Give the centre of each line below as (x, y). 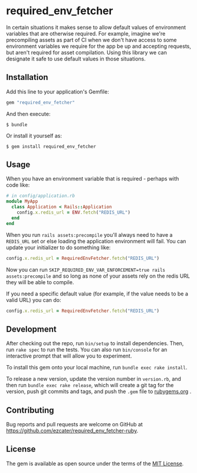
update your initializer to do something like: (58, 247)
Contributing (30, 410)
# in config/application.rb (41, 196)
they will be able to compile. (40, 282)
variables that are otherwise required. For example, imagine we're (86, 33)
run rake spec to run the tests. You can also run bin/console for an (87, 350)
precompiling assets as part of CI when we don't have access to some (91, 40)
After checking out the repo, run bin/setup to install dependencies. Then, (95, 343)
